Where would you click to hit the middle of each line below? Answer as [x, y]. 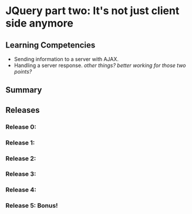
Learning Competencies [50, 45]
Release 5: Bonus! [32, 206]
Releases [23, 110]
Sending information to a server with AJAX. [66, 59]
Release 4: [21, 190]
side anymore [40, 23]
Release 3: [21, 174]
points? [23, 71]
